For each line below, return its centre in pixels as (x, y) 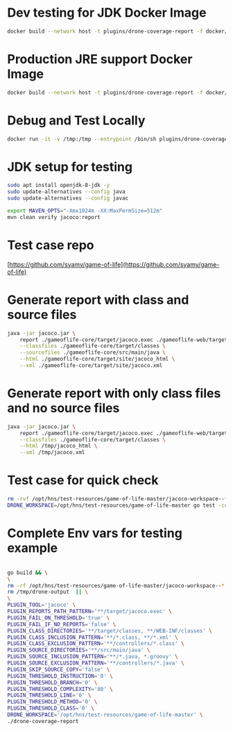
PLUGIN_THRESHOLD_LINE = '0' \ (49, 696)
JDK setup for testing (70, 166)
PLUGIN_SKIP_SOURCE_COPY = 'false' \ (59, 669)
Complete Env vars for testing (95, 534)
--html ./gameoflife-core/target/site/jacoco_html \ (97, 359)
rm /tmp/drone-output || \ (48, 592)
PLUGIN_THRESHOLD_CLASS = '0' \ (51, 708)
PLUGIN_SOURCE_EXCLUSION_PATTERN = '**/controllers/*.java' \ (96, 663)
